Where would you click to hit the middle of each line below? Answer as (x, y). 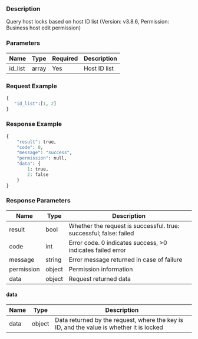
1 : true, (38, 169)
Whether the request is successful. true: (124, 225)
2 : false (38, 175)
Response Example (34, 124)
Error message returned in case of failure (126, 260)
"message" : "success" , (44, 153)
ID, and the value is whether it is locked (109, 327)
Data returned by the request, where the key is (119, 320)
